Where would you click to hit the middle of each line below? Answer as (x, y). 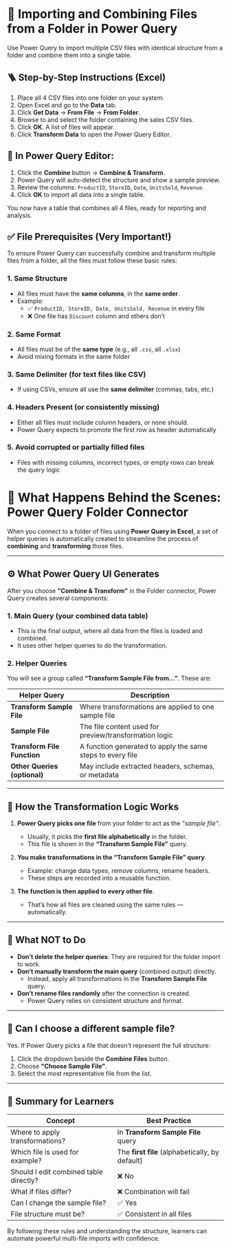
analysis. (20, 215)
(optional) (27, 775)
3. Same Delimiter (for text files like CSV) (77, 374)
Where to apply (35, 1133)
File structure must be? (47, 1214)
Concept (60, 1121)
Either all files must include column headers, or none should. (103, 422)
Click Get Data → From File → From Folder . (78, 112)
